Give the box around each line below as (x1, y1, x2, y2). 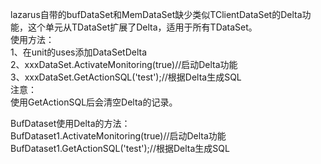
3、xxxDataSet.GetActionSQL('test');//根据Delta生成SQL (10, 71, 242, 83)
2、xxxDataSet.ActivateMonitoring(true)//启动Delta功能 (10, 59, 238, 70)
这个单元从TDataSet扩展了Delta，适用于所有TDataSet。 (27, 21, 258, 33)
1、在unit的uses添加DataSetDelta (10, 46, 148, 58)
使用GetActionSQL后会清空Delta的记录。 (10, 96, 178, 108)
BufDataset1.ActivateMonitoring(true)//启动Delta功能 (10, 130, 227, 142)
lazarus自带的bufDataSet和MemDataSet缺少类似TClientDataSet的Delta (10, 9, 303, 20)
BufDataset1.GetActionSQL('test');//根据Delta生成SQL (10, 143, 230, 154)
